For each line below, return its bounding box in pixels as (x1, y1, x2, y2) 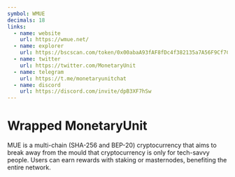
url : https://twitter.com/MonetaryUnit (20, 62, 136, 69)
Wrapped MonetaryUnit (7, 118, 148, 134)
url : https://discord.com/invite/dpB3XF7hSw (20, 88, 152, 95)
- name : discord (13, 82, 61, 88)
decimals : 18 (7, 17, 45, 24)
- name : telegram (13, 68, 64, 75)
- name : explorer (13, 43, 64, 49)
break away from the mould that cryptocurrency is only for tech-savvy (7, 148, 210, 157)
